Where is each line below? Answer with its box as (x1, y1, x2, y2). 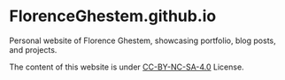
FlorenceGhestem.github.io (9, 6, 217, 26)
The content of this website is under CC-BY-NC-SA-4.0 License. (9, 62, 245, 72)
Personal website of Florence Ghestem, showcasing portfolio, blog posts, (9, 35, 276, 46)
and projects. (9, 44, 58, 55)
